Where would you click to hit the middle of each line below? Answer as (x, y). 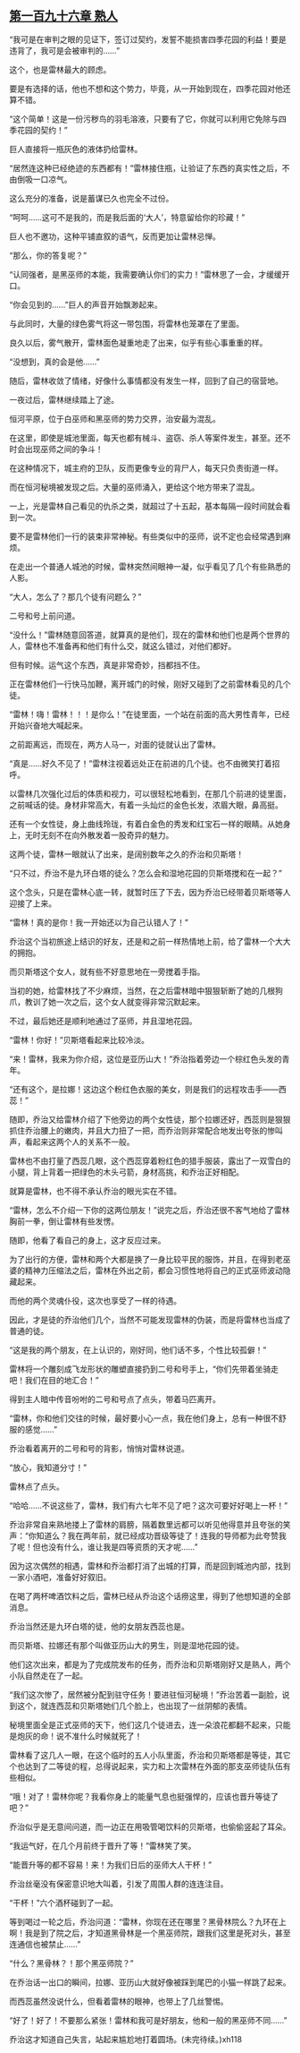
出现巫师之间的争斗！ (64, 449)
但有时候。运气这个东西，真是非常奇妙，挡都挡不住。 (107, 664)
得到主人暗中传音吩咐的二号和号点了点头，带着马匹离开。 (115, 1399)
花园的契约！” (42, 130)
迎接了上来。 (33, 903)
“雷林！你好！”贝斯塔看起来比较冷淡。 (79, 1039)
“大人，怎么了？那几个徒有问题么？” (75, 596)
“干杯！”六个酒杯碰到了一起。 (64, 1903)
